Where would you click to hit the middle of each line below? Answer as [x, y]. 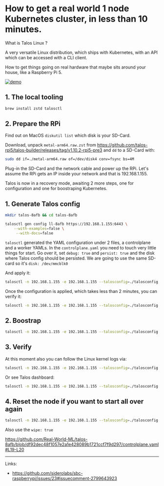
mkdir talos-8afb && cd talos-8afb [41, 215]
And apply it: [18, 273]
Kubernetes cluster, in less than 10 [76, 19]
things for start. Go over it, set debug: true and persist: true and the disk [80, 253]
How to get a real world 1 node [67, 9]
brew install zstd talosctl [34, 108]
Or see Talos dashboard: [30, 377]
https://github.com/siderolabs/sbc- [47, 473]
